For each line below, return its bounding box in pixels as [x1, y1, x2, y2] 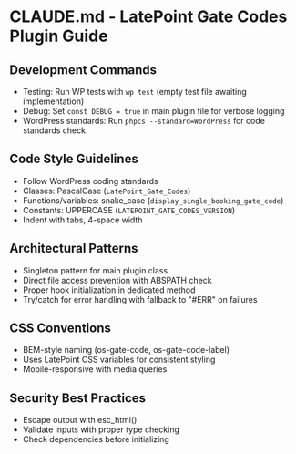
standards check [22, 125, 87, 136]
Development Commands [9, 62, 158, 77]
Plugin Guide [9, 26, 108, 46]
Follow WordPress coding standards [22, 175, 158, 186]
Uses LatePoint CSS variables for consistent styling [22, 354, 216, 366]
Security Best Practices [9, 390, 147, 406]
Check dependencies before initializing [22, 434, 170, 445]
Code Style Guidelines [9, 151, 138, 167]
